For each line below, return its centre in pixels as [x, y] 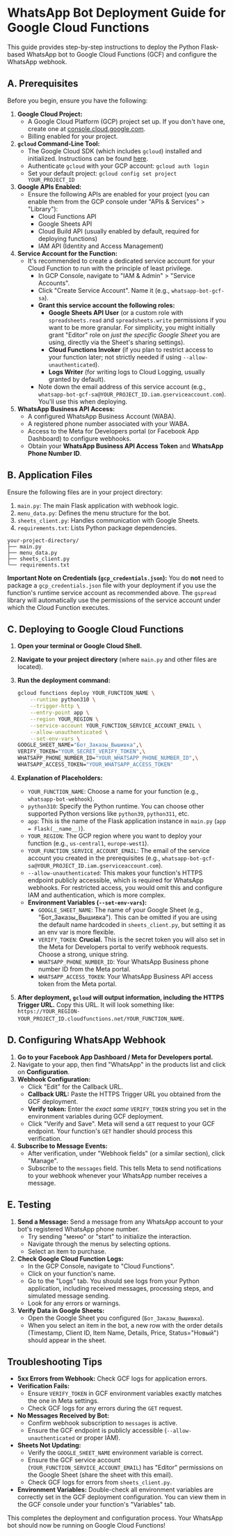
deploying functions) [68, 238]
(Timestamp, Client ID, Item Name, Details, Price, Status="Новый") [123, 1333]
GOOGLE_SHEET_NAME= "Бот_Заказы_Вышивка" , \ [80, 745]
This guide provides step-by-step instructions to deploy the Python [103, 47]
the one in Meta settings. [63, 1401]
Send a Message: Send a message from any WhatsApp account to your [120, 1222]
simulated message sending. [69, 1296]
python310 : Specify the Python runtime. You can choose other [116, 806]
